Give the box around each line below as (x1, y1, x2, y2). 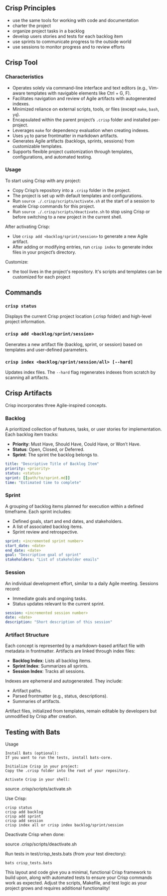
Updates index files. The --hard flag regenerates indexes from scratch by (5, 369, 156, 375)
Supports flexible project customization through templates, (12, 148, 133, 154)
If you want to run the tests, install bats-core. (5, 755, 113, 760)
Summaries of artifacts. (12, 698, 61, 704)
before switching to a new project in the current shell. (12, 213, 123, 219)
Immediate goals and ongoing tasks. (12, 595, 87, 601)
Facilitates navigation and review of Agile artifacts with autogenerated (12, 95, 156, 101)
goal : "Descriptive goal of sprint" (5, 552, 81, 557)
